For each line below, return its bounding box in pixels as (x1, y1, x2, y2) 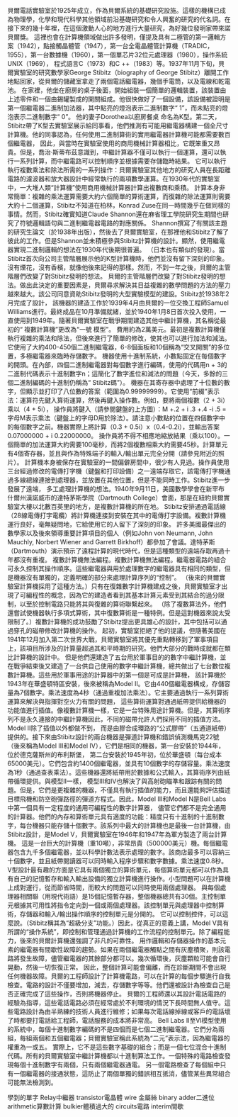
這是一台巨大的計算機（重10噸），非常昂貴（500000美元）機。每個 (21, 839, 216, 847)
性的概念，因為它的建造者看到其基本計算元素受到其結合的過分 (38, 591, 218, 599)
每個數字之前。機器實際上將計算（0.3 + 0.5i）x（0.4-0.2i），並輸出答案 (13, 422, 220, 431)
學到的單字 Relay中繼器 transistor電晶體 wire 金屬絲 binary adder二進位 (7, 1094, 215, 1101)
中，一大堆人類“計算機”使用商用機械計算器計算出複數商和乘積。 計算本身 (7, 184, 220, 191)
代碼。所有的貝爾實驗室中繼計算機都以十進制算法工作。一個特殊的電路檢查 (7, 1052, 225, 1060)
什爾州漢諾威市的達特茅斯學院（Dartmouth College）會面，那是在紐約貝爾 (7, 493, 225, 502)
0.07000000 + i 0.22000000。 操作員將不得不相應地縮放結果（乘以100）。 (7, 432, 225, 439)
